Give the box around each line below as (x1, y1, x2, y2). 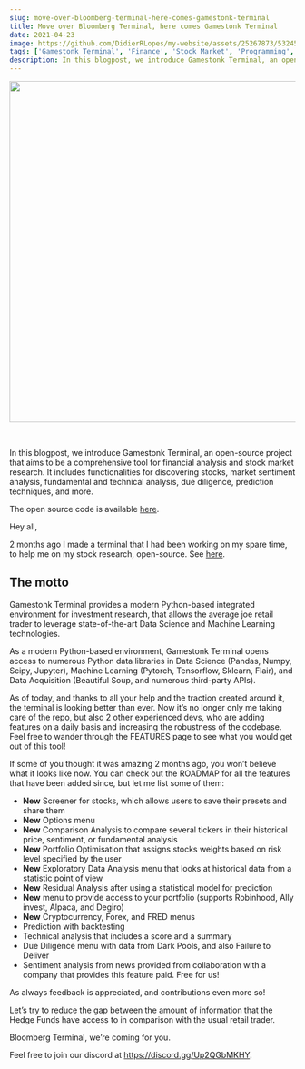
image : (9, 38, 34, 48)
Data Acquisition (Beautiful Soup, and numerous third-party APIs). (9, 674, 256, 685)
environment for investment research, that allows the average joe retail (9, 609, 274, 620)
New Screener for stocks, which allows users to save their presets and (22, 795, 288, 806)
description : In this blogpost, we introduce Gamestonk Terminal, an (9, 55, 279, 65)
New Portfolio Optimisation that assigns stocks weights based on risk (22, 843, 282, 854)
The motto (9, 575, 70, 590)
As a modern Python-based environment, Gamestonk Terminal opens (9, 645, 270, 656)
